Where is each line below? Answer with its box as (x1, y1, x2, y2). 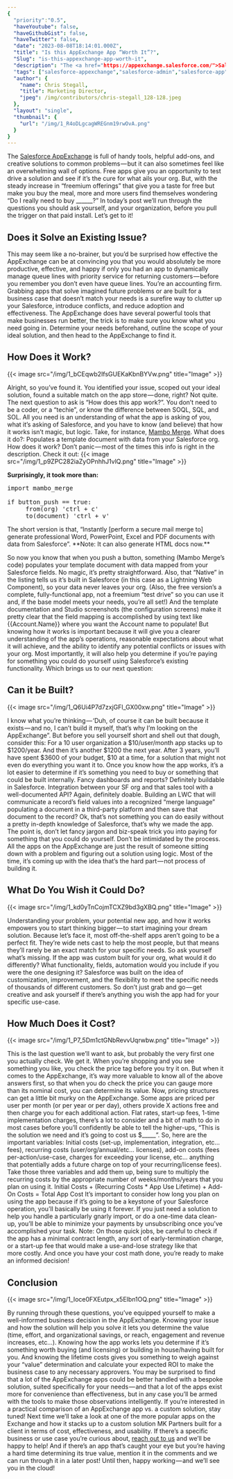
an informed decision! (7, 1256, 69, 1265)
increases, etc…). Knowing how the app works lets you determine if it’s (7, 1338, 209, 1347)
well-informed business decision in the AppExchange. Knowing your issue (7, 1316, 219, 1325)
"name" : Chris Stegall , (19, 81, 89, 88)
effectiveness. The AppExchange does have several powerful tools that (7, 309, 211, 317)
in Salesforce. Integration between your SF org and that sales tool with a (7, 783, 214, 791)
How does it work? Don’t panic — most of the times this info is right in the (7, 442, 215, 451)
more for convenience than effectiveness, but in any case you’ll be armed (7, 1390, 218, 1398)
